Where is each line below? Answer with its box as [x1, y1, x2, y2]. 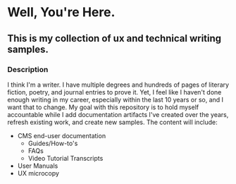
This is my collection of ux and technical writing [7, 32, 222, 44]
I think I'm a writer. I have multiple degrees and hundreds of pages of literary [7, 80, 230, 89]
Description [7, 64, 49, 74]
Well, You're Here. [7, 4, 116, 20]
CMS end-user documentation [17, 131, 106, 140]
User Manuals [17, 161, 58, 170]
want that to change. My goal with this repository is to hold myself [7, 103, 199, 111]
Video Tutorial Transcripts [27, 154, 104, 162]
